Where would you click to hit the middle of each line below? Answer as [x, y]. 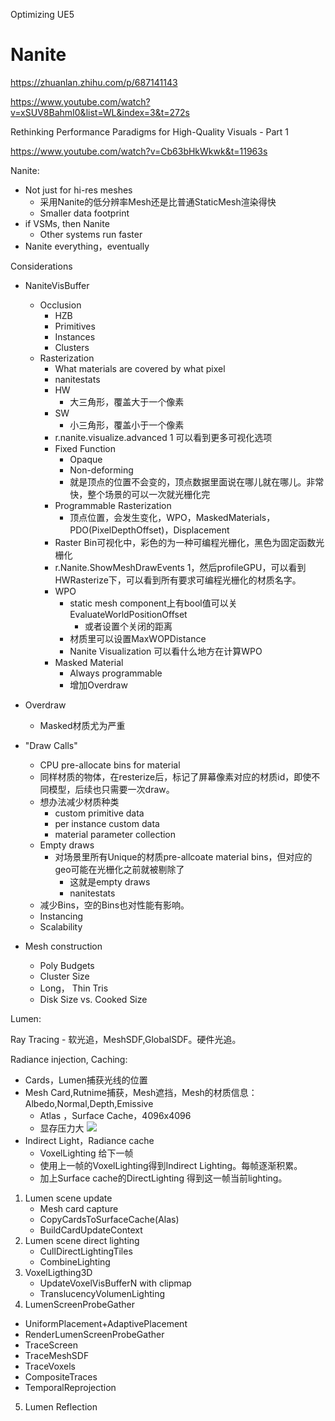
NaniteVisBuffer [57, 285]
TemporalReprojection [70, 1387]
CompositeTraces [61, 1376]
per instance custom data [107, 823]
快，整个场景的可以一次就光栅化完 [140, 494]
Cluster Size [64, 976]
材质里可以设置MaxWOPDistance [138, 638]
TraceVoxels [50, 1366]
